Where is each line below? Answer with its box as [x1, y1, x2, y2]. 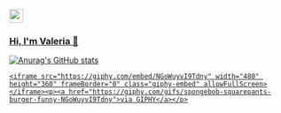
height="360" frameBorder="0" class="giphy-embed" [9, 79, 200, 89]
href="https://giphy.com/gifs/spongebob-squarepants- [68, 87, 272, 96]
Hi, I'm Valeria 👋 [9, 34, 79, 47]
